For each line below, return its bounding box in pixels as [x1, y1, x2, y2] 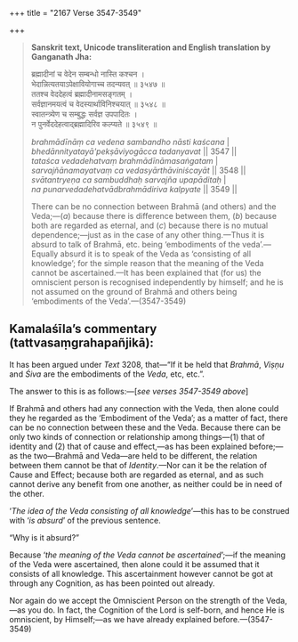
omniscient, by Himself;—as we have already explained [9, 614, 212, 624]
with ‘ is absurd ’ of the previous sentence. [9, 515, 162, 525]
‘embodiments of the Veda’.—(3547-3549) [30, 296, 187, 306]
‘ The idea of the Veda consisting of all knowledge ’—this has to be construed [9, 505, 290, 516]
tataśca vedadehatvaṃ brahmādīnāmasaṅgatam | [30, 156, 219, 166]
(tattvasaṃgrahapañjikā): [9, 336, 154, 351]
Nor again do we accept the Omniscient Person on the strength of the [9, 595, 264, 605]
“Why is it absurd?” [9, 532, 80, 542]
